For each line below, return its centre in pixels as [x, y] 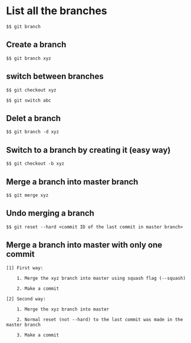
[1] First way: [25, 268]
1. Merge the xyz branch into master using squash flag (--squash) [101, 278]
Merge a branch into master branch [72, 182]
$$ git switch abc [29, 100]
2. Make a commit [38, 288]
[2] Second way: [26, 299]
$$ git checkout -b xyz [35, 164]
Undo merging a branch [50, 213]
